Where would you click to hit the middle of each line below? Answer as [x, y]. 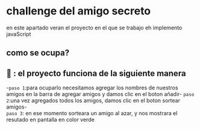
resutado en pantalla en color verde [50, 120]
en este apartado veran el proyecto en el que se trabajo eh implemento [94, 28]
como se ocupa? [38, 53]
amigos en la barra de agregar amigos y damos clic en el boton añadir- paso [100, 94]
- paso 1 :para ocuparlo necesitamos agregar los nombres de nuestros [92, 88]
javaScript [19, 34]
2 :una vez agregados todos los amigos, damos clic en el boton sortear [93, 101]
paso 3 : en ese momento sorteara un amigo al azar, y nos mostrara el [92, 113]
